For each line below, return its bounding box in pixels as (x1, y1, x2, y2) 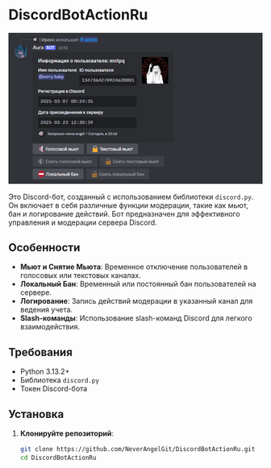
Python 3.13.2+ (19, 367, 70, 376)
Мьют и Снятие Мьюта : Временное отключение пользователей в (19, 262, 248, 271)
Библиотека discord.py (19, 375, 99, 385)
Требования (8, 345, 73, 359)
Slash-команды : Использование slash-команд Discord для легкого (19, 313, 252, 323)
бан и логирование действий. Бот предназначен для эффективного (8, 209, 240, 218)
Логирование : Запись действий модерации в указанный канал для (19, 296, 253, 306)
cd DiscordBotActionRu (19, 454, 97, 462)
